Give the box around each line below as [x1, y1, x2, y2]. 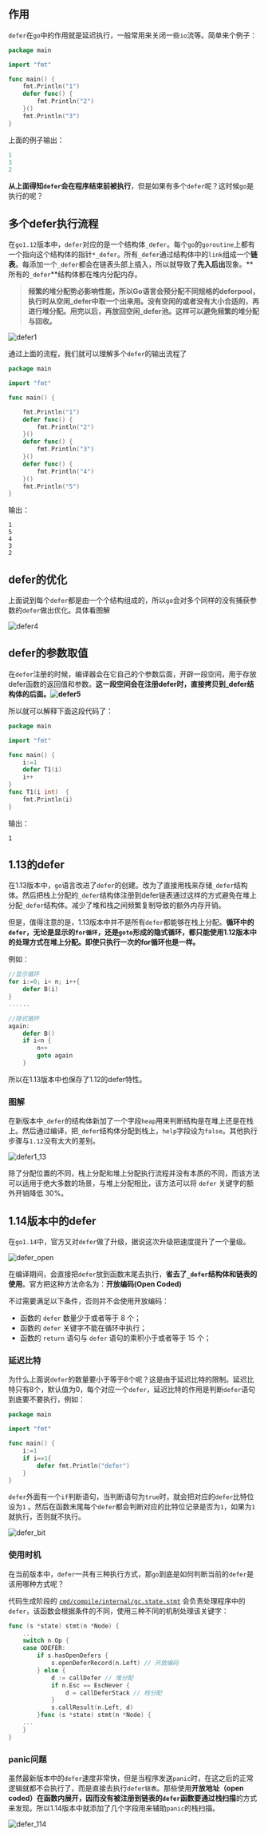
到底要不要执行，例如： [8, 1394, 85, 1404]
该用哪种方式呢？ [8, 1579, 65, 1588]
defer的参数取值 [8, 646, 89, 660]
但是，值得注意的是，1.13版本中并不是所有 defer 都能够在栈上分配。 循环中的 [8, 918, 254, 927]
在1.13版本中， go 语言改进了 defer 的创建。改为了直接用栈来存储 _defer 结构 [8, 881, 248, 890]
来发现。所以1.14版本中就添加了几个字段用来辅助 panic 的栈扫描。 [8, 1803, 220, 1813]
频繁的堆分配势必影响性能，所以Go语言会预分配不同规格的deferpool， [27, 287, 260, 296]
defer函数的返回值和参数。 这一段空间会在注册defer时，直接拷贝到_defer [8, 679, 247, 688]
